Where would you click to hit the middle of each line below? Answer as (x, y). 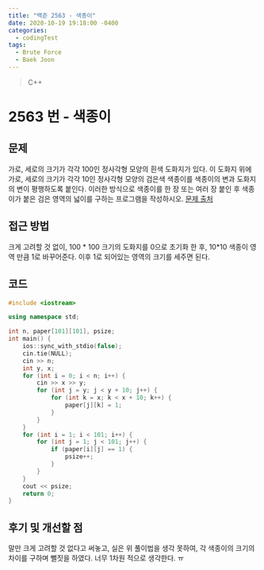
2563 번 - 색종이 (60, 117)
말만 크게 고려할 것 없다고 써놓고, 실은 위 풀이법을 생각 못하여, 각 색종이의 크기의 (132, 549)
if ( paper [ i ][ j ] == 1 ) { (92, 449)
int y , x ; (39, 368)
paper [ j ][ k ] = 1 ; (94, 405)
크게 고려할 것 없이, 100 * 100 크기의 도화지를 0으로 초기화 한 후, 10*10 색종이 (128, 247)
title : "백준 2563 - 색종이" (52, 15)
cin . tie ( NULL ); (48, 354)
